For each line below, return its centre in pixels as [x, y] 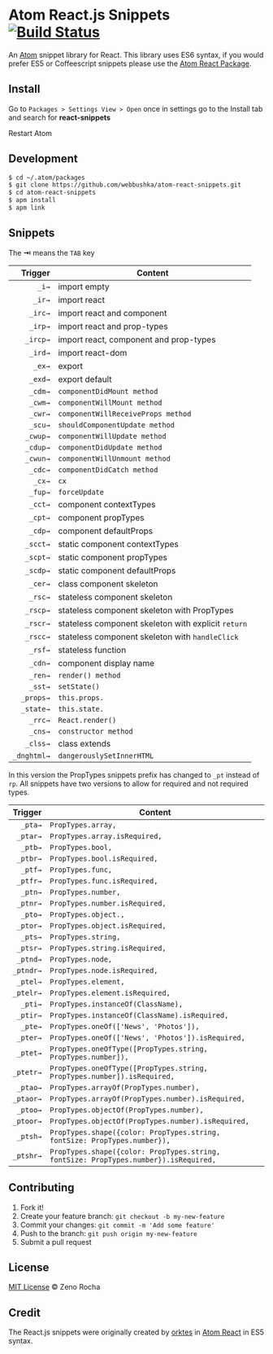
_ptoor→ [27, 1121]
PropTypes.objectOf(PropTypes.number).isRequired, [150, 1121]
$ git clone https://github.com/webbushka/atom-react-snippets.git [125, 185]
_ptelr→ [27, 992]
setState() [79, 686]
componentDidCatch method [108, 469]
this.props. [81, 697]
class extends [84, 743]
